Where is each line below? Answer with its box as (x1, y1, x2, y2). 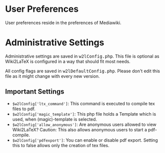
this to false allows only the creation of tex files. (12, 142, 110, 148)
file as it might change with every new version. (5, 73, 100, 79)
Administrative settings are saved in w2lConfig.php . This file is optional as (5, 53, 160, 59)
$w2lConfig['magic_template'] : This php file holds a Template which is (12, 111, 157, 117)
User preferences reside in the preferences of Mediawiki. (5, 20, 122, 26)
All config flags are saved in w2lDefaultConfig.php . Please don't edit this (5, 68, 161, 74)
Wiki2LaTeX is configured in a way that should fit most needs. (5, 58, 131, 64)
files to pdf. (12, 106, 36, 112)
